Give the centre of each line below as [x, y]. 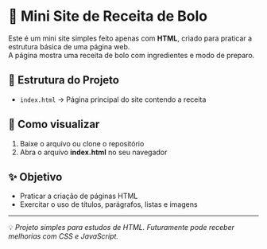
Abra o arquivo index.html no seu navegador [93, 152]
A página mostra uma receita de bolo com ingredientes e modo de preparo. [132, 55]
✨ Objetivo [35, 177]
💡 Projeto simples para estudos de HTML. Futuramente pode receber [121, 228]
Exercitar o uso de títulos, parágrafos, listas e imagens [108, 204]
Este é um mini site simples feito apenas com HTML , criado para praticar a [130, 38]
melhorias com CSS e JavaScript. [64, 236]
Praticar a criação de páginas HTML [79, 196]
